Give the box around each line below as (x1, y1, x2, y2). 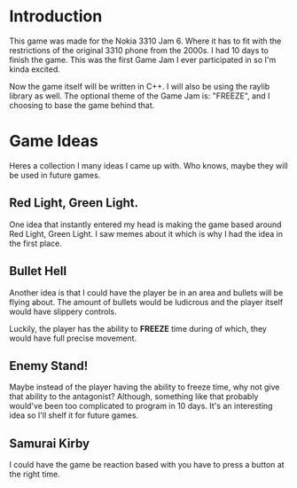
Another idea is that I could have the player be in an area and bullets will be (9, 287, 284, 298)
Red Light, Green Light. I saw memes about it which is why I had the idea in (9, 228, 284, 239)
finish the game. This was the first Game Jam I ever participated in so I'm (9, 54, 277, 65)
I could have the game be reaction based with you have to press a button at (9, 460, 285, 470)
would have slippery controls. (9, 306, 117, 317)
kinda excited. (9, 64, 60, 75)
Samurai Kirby (9, 436, 90, 451)
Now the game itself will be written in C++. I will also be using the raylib (9, 81, 270, 91)
